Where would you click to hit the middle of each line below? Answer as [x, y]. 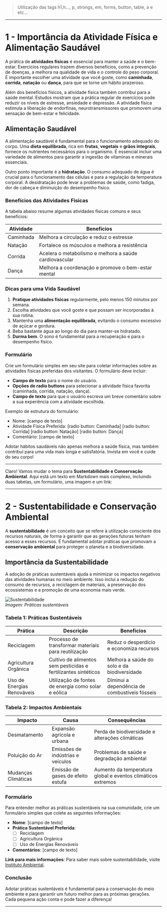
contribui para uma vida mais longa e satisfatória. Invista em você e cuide [80, 451]
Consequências [126, 720]
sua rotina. [23, 316]
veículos [62, 761]
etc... [23, 12]
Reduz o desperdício [131, 642]
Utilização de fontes [72, 680]
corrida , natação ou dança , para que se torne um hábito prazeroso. [75, 83]
